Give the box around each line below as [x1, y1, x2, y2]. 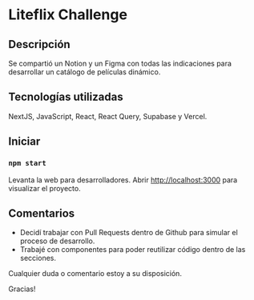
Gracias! [8, 284, 36, 294]
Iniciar [8, 134, 41, 149]
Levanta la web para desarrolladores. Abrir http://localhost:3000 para [8, 174, 238, 185]
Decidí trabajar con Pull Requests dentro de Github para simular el [19, 228, 238, 238]
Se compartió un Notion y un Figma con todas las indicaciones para [8, 58, 232, 68]
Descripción [8, 38, 71, 51]
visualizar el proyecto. [8, 183, 82, 193]
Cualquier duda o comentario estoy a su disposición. [8, 269, 183, 278]
